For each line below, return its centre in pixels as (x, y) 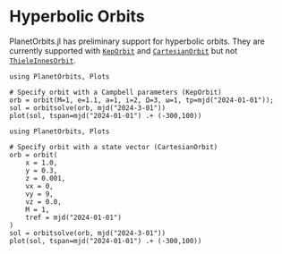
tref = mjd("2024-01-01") (74, 217)
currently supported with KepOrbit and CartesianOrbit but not (124, 50)
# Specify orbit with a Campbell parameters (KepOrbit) (115, 92)
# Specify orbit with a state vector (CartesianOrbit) (114, 147)
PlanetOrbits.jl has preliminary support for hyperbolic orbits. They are (137, 41)
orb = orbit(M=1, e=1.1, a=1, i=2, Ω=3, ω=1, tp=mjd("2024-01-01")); (142, 100)
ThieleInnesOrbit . (43, 60)
